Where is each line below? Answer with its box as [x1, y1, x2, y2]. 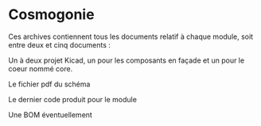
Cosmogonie [8, 6, 95, 24]
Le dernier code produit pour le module [8, 94, 138, 104]
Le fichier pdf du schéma [8, 79, 91, 89]
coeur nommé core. [8, 63, 73, 73]
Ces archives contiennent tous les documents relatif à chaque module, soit [8, 32, 253, 41]
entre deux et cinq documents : [8, 40, 111, 49]
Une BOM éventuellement [8, 109, 93, 120]
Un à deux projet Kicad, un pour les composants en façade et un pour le [8, 55, 245, 65]
